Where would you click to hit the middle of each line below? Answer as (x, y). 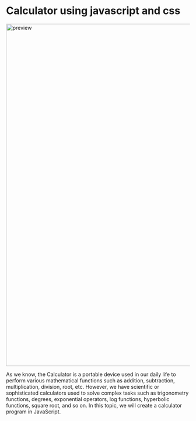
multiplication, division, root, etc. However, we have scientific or (83, 386)
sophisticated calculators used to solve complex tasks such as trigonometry (97, 393)
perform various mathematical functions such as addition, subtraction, (90, 380)
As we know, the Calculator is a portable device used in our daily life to (91, 374)
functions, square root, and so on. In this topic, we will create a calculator (94, 405)
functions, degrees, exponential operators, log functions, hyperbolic (88, 399)
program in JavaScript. (34, 412)
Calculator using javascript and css (93, 11)
